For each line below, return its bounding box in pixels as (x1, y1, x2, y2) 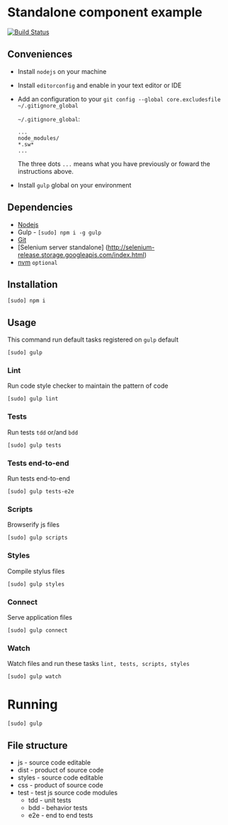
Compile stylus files (7, 567, 65, 575)
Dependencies (7, 202, 73, 214)
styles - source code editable (17, 773, 104, 782)
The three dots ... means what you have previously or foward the (17, 159, 210, 168)
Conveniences (7, 48, 73, 60)
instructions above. (17, 167, 74, 175)
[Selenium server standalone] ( (17, 243, 108, 251)
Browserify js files (7, 520, 60, 529)
